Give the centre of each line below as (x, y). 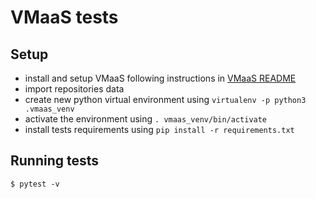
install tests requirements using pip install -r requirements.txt (159, 129)
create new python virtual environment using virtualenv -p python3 (165, 99)
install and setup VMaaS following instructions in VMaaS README (160, 78)
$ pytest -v (35, 184)
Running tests (55, 161)
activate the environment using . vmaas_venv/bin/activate (146, 119)
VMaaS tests (64, 17)
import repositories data (74, 89)
